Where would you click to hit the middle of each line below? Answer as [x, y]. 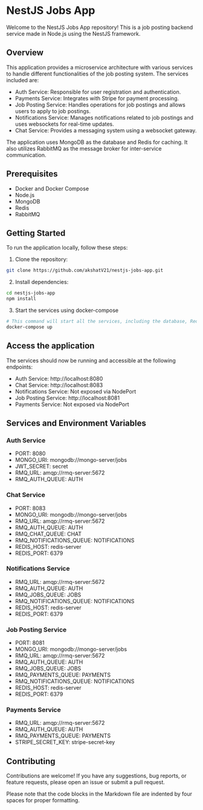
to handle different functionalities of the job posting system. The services [97, 74]
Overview [25, 53]
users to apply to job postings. [53, 111]
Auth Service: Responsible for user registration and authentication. [98, 92]
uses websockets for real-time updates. [65, 124]
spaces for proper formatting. [43, 800]
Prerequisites [32, 174]
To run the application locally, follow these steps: [67, 248]
